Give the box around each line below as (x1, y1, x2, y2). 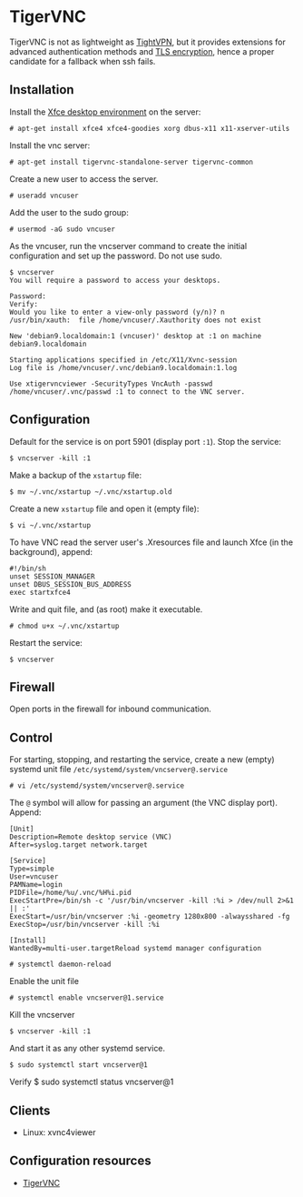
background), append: (9, 546, 93, 557)
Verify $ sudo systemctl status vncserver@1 (9, 1076, 174, 1088)
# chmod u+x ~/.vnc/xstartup (9, 621, 120, 630)
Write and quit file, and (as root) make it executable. (9, 603, 203, 615)
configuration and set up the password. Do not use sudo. (9, 250, 222, 261)
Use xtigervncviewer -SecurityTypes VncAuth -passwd (9, 379, 213, 388)
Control (9, 729, 53, 745)
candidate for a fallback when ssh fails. (9, 55, 156, 66)
